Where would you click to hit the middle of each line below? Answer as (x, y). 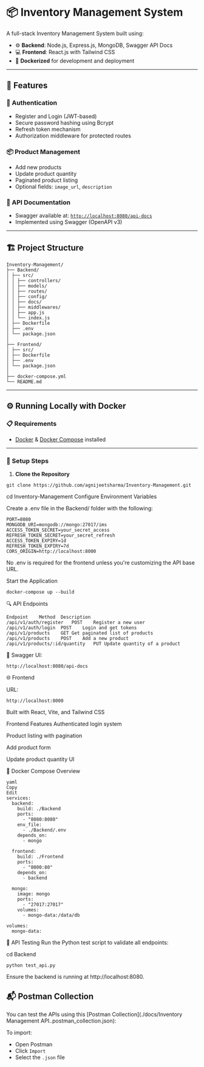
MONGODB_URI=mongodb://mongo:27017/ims (57, 525)
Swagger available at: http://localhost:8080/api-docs (83, 216)
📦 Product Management (43, 151)
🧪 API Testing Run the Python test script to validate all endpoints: (87, 943)
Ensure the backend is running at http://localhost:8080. (75, 977)
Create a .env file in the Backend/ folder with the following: (80, 509)
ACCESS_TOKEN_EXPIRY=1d (36, 541)
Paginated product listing (46, 180)
